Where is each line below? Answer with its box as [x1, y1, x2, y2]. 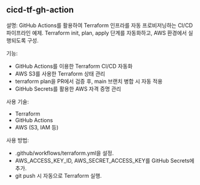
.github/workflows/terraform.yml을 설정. [15, 149, 114, 157]
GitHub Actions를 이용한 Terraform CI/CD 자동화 [15, 62, 133, 70]
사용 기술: [6, 98, 29, 105]
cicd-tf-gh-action [6, 5, 74, 15]
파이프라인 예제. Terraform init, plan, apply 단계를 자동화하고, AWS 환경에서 [6, 29, 187, 36]
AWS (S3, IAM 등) [15, 123, 59, 131]
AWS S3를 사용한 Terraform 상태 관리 [15, 70, 106, 77]
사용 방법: [6, 136, 29, 144]
